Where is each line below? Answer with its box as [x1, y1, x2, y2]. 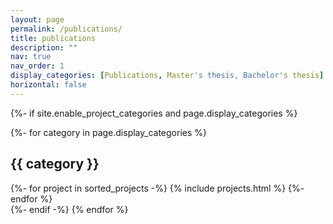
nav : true [10, 52, 52, 62]
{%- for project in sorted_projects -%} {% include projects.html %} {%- [10, 182, 305, 194]
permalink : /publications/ [10, 24, 123, 34]
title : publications [10, 33, 97, 43]
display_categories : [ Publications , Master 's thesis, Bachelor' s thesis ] [10, 71, 325, 81]
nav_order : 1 [10, 61, 65, 71]
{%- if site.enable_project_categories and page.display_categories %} [10, 107, 298, 119]
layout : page [10, 14, 65, 25]
